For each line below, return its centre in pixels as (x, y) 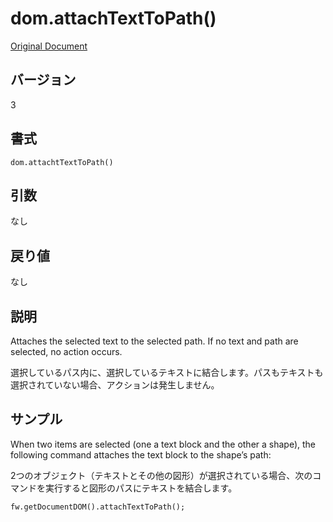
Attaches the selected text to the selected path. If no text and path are (154, 341)
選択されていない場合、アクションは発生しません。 (115, 385)
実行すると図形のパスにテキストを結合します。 (141, 488)
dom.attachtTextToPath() (62, 162)
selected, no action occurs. (66, 351)
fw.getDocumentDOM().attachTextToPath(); (98, 507)
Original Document (49, 46)
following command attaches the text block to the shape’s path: (141, 454)
